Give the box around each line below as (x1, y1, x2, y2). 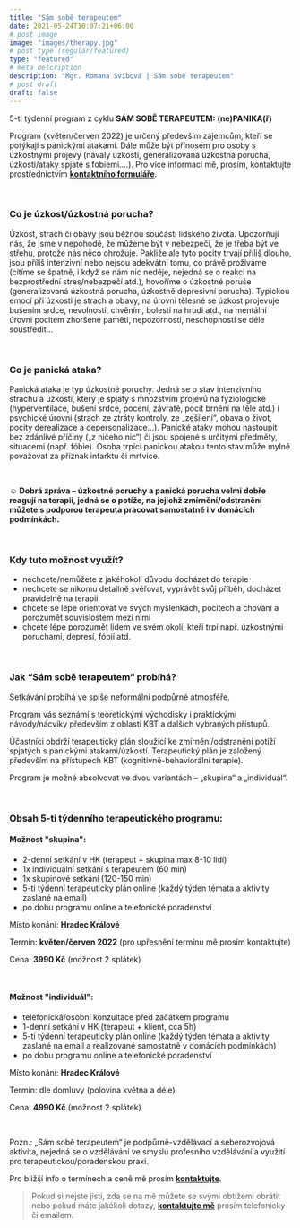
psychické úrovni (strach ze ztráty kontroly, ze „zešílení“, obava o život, (9, 413, 273, 423)
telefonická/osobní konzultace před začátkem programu (21, 1012, 230, 1023)
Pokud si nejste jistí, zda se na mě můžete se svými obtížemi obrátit (30, 1190, 280, 1202)
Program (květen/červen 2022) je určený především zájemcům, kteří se (9, 130, 273, 141)
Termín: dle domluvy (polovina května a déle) (9, 1084, 176, 1095)
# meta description (9, 64, 82, 73)
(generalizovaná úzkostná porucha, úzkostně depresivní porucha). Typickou (9, 285, 290, 296)
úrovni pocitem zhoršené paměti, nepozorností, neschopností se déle (9, 314, 266, 325)
